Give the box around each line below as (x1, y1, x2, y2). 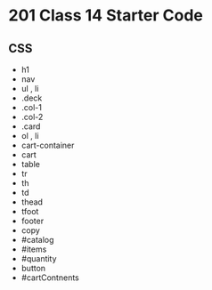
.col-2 (20, 112, 44, 122)
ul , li (20, 84, 39, 93)
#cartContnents (20, 272, 79, 283)
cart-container (20, 140, 75, 150)
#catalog (20, 235, 54, 245)
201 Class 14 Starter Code (8, 5, 204, 26)
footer (20, 215, 45, 226)
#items (20, 244, 47, 254)
